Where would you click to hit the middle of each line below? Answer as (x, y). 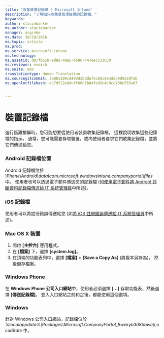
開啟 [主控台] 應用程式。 (37, 245)
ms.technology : (21, 56)
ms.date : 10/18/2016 (26, 38)
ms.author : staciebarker (31, 28)
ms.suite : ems (20, 70)
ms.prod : (14, 46)
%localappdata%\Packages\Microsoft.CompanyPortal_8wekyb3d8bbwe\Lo (82, 325)
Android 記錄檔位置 (28, 158)
